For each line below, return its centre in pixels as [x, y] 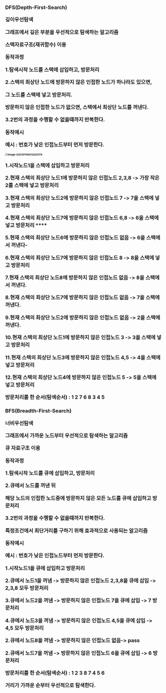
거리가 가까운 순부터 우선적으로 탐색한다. [50, 686]
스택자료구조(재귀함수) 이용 [36, 45]
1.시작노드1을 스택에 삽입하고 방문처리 [48, 165]
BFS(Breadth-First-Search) [38, 411]
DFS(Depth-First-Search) [36, 7]
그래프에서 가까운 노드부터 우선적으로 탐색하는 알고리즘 [66, 435]
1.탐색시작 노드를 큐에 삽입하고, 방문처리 [50, 473]
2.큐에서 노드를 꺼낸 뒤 [30, 486]
